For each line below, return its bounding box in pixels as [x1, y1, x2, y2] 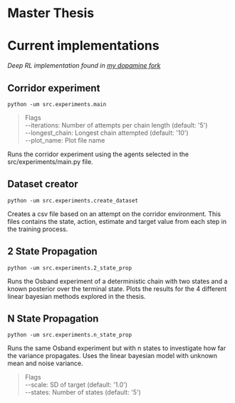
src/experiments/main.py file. [7, 157, 94, 165]
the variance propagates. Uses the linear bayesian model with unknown [7, 352, 218, 360]
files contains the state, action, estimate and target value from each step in [7, 217, 226, 225]
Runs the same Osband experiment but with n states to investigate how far [7, 344, 226, 352]
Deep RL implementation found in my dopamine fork [7, 61, 161, 70]
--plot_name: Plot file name [24, 136, 105, 144]
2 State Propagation [7, 245, 98, 257]
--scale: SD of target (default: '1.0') [24, 380, 128, 389]
